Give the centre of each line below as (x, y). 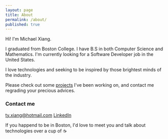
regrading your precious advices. (40, 91)
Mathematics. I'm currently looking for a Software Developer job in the (79, 54)
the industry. (19, 75)
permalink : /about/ (26, 19)
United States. (20, 60)
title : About (19, 15)
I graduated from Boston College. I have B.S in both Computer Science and (84, 49)
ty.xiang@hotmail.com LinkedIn (38, 115)
